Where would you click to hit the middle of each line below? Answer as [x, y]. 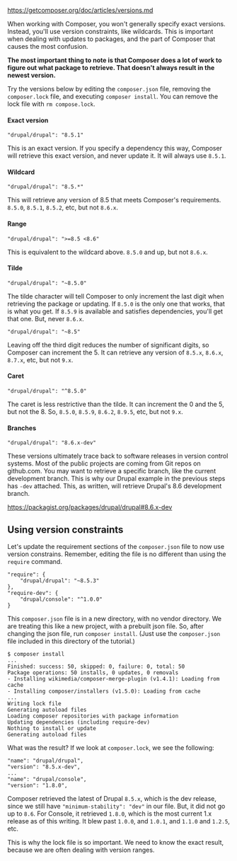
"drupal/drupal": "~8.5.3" [60, 581]
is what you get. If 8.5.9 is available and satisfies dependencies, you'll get [115, 311]
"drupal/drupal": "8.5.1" [45, 135]
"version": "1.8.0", [38, 786]
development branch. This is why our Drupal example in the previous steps [116, 479]
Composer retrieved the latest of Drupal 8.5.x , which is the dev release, [112, 799]
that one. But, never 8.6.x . [46, 318]
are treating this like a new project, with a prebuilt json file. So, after [105, 626]
